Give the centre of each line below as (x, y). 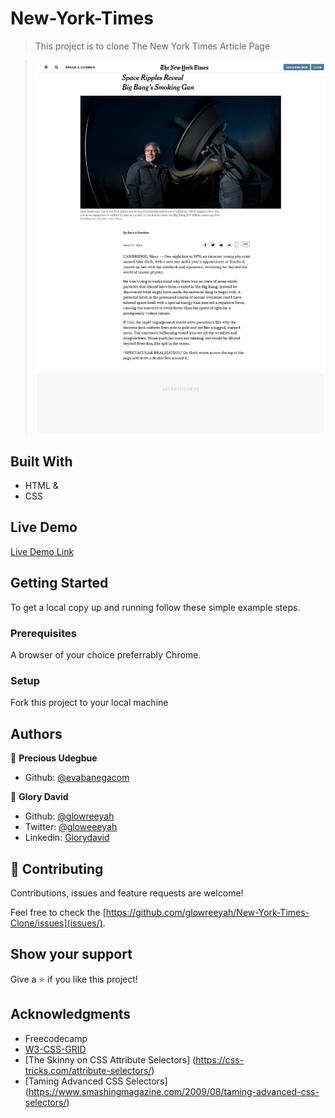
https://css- (220, 1059)
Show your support (71, 954)
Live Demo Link (42, 551)
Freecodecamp (56, 1038)
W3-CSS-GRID (55, 1049)
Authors (36, 733)
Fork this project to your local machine (89, 703)
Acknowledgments (71, 1014)
